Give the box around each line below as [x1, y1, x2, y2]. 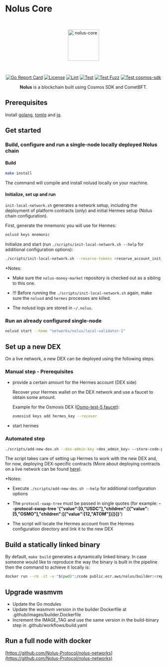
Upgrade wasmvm [5, 588, 63, 596]
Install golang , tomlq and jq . [5, 112, 62, 118]
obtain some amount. [12, 395, 56, 401]
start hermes [12, 423, 39, 429]
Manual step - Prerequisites [5, 368, 74, 375]
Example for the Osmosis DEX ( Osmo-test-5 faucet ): [12, 404, 120, 410]
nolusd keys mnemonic [5, 232, 50, 237]
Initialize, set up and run [5, 191, 56, 197]
